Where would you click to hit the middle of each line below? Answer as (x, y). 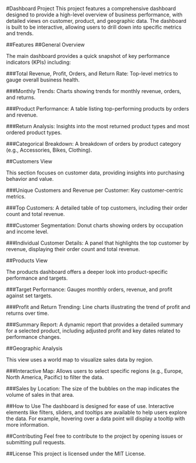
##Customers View (29, 161)
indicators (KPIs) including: (39, 62)
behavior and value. (30, 179)
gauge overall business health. (43, 80)
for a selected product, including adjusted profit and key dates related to (93, 331)
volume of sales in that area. (40, 395)
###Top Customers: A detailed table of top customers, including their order (97, 208)
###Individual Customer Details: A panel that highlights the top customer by (97, 243)
